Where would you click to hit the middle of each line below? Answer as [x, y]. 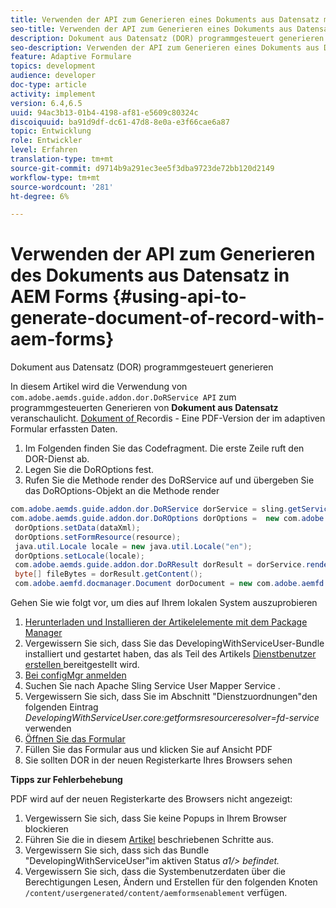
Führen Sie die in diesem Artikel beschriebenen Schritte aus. [149, 840]
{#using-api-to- [179, 297]
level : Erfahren [44, 150]
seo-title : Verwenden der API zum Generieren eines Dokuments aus [151, 29]
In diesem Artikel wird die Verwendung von [99, 387]
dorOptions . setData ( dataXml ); [77, 527]
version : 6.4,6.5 [46, 103]
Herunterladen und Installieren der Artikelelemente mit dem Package [166, 622]
